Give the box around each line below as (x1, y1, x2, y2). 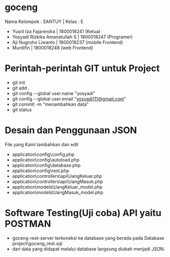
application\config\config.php (12, 151, 75, 157)
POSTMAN (5, 218, 51, 229)
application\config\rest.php (12, 168, 70, 174)
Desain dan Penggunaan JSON (5, 125, 137, 136)
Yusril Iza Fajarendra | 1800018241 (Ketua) (12, 28, 101, 34)
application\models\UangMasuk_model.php (12, 189, 103, 195)
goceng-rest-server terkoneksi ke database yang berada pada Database (12, 235, 164, 241)
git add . (12, 85, 30, 91)
